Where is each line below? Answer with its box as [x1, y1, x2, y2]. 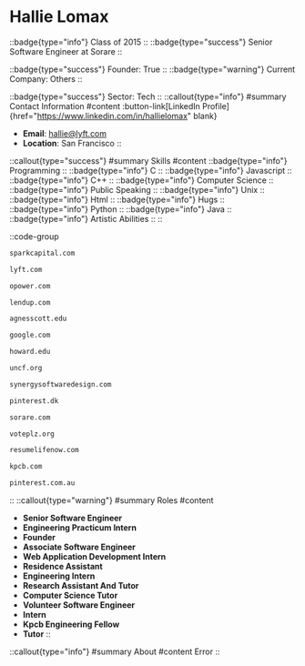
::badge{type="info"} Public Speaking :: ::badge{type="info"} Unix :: [9, 184, 266, 195]
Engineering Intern [22, 570, 96, 581]
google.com [9, 330, 51, 340]
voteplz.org [9, 429, 55, 439]
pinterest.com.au [9, 479, 76, 488]
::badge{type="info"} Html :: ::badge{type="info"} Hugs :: [9, 194, 225, 205]
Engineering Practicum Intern [22, 522, 137, 533]
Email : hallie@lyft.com [22, 127, 107, 138]
